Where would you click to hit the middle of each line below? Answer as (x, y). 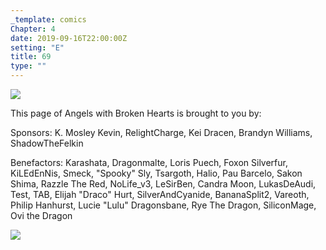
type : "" (28, 66)
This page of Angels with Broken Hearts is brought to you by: (136, 113)
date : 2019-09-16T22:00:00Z (69, 38)
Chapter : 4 (33, 29)
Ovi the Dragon (41, 215)
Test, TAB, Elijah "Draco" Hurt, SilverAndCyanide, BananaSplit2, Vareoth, (160, 194)
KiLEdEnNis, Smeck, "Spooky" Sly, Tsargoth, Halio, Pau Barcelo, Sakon (156, 173)
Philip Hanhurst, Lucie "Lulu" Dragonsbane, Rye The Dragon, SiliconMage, (163, 205)
